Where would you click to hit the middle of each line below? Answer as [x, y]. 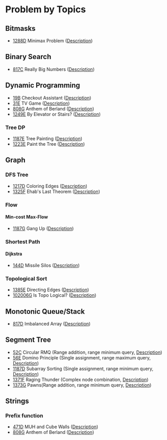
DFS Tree [17, 175]
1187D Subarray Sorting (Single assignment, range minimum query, [83, 369]
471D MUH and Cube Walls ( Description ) [55, 427]
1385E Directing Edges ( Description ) [51, 290]
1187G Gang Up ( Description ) [43, 228]
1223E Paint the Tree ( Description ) [49, 144]
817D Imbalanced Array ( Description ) [52, 323]
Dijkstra [14, 254]
